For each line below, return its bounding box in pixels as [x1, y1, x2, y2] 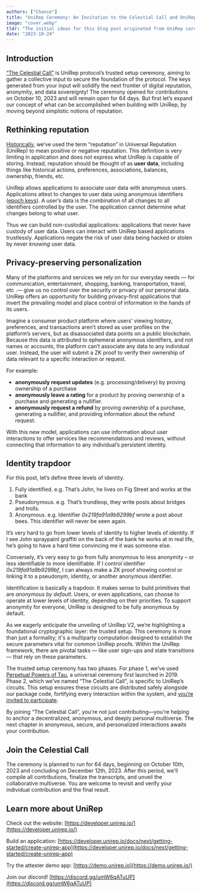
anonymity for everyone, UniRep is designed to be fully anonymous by [6, 604, 179, 611]
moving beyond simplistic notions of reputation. [6, 107, 124, 114]
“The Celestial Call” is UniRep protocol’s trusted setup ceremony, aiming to [6, 69, 190, 76]
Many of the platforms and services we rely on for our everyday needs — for [6, 273, 195, 280]
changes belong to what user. [6, 209, 80, 216]
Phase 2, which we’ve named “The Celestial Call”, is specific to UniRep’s [6, 678, 184, 685]
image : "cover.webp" [6, 20, 58, 26]
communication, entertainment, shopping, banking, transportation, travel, [6, 280, 187, 287]
